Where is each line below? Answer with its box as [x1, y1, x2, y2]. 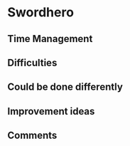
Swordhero [7, 4, 75, 21]
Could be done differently [7, 81, 123, 93]
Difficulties [7, 56, 58, 68]
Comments [7, 130, 58, 142]
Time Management [7, 33, 93, 45]
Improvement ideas [7, 105, 95, 118]
